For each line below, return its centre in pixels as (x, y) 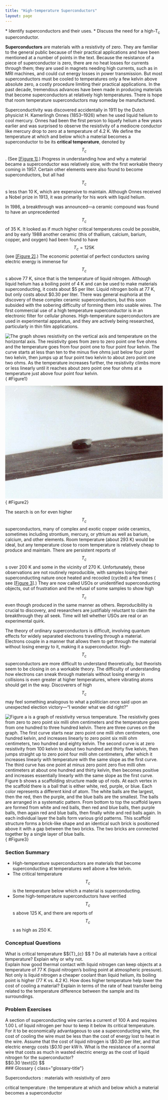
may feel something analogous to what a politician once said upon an (76, 701)
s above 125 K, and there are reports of (53, 913)
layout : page (19, 16)
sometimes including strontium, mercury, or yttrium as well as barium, (77, 534)
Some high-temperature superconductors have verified (69, 896)
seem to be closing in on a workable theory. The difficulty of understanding (83, 669)
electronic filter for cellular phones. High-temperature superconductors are (82, 316)
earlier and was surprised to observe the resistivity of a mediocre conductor (84, 126)
